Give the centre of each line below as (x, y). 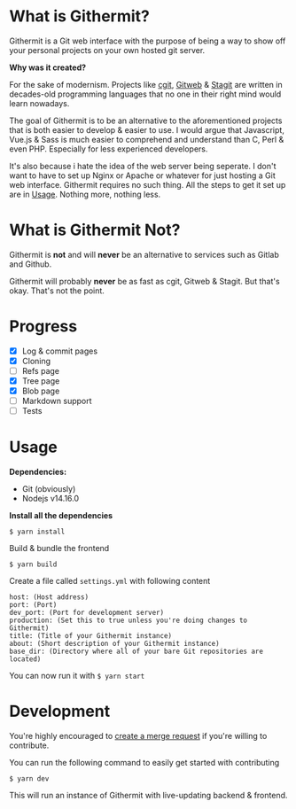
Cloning (36, 361)
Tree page (41, 381)
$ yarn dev (29, 779)
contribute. (29, 745)
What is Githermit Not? (95, 230)
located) (25, 659)
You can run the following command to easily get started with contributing (144, 763)
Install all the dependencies (61, 516)
